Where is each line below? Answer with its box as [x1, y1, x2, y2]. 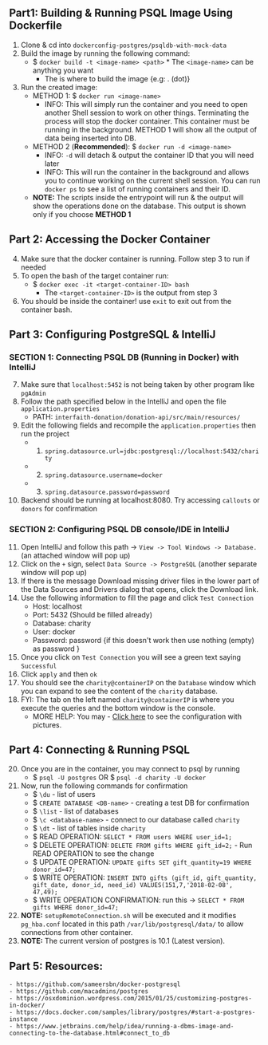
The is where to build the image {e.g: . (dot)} [44, 73, 191, 83]
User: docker [32, 626, 76, 637]
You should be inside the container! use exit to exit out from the [20, 296, 232, 306]
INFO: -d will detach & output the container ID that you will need [44, 150, 254, 160]
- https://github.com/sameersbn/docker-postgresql [9, 980, 181, 988]
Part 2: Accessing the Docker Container [9, 233, 211, 246]
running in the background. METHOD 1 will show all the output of [44, 124, 258, 134]
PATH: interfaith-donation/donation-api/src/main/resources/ [32, 412, 241, 422]
